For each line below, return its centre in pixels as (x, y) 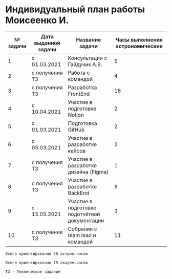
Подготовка (82, 123)
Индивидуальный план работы (75, 9)
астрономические (139, 46)
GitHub (76, 130)
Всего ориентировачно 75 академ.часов (47, 263)
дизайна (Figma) (88, 171)
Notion (76, 115)
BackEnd (79, 193)
